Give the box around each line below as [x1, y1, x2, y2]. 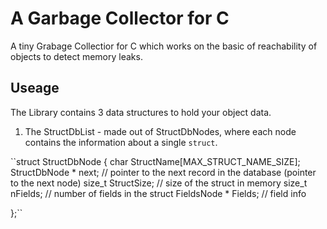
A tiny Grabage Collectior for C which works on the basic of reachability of [10, 40, 318, 52]
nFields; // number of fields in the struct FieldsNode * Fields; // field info [10, 187, 307, 199]
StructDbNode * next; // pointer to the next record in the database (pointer [10, 166, 317, 178]
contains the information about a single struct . [24, 136, 218, 148]
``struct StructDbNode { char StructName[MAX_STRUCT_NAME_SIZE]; [10, 155, 301, 167]
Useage [10, 80, 60, 97]
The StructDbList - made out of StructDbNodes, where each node [24, 125, 297, 137]
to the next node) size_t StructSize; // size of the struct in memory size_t [10, 177, 308, 189]
